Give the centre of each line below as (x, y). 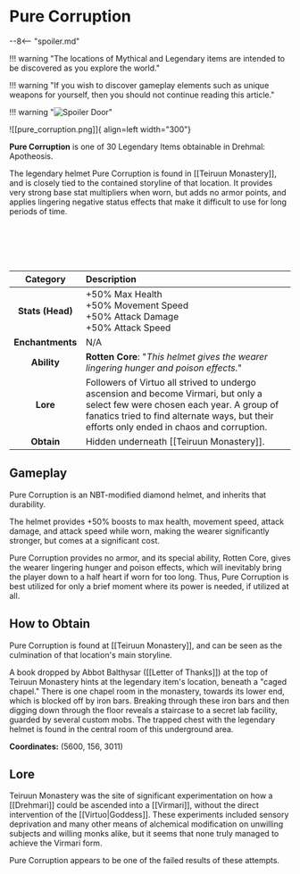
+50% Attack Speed (128, 328)
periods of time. (38, 211)
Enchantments (46, 342)
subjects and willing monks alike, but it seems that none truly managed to (144, 834)
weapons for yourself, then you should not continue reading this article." (142, 95)
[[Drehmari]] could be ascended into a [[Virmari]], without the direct (134, 805)
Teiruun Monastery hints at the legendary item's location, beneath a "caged (148, 681)
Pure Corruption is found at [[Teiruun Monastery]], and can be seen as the (146, 645)
